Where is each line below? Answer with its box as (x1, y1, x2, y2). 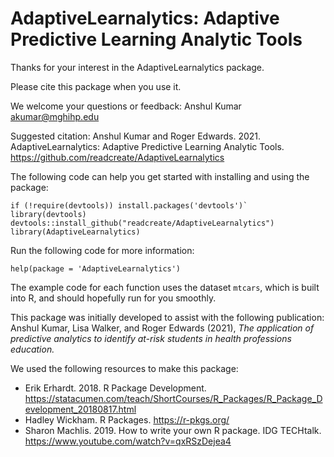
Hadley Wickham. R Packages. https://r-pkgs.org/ (24, 413, 230, 426)
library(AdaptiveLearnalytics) (10, 227, 141, 237)
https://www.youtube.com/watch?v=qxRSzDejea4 (24, 435, 232, 447)
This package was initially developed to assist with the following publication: (10, 311, 325, 323)
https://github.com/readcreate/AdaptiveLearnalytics (10, 151, 225, 163)
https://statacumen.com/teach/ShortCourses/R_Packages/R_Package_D (24, 392, 323, 404)
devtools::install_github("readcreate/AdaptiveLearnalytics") (10, 218, 275, 228)
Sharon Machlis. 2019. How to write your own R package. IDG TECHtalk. (24, 424, 322, 436)
